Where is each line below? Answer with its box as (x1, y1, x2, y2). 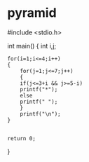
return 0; (7, 135, 36, 142)
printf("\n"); (20, 110, 61, 117)
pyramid (7, 5, 57, 21)
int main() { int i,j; (7, 41, 57, 50)
